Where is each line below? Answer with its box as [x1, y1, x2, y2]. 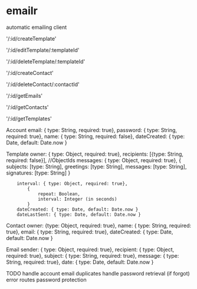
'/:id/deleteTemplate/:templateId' [6, 58, 86, 65]
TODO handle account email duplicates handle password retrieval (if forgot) [6, 270, 190, 277]
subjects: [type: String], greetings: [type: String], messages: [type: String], [6, 163, 187, 170]
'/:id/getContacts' [6, 103, 49, 110]
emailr [6, 4, 38, 18]
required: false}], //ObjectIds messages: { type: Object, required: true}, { [6, 156, 182, 163]
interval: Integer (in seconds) [37, 196, 117, 202]
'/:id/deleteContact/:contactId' [6, 81, 80, 88]
